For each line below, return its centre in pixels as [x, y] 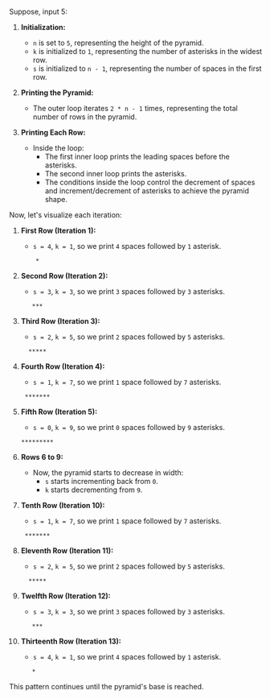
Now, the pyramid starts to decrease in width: [108, 473]
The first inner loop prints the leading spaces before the [137, 157]
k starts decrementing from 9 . [94, 490]
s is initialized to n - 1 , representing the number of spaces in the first [147, 68]
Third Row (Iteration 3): [60, 321]
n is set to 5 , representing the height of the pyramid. [118, 43]
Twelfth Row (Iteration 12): [65, 596]
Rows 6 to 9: [42, 457]
